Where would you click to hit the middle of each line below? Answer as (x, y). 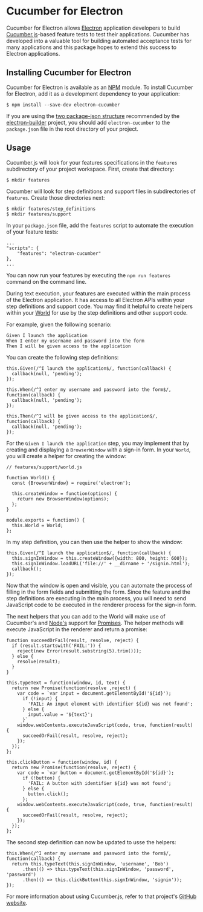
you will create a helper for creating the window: (66, 456)
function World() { (31, 477)
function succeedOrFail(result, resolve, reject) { (72, 640)
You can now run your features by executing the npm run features (89, 275)
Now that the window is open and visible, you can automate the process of (99, 585)
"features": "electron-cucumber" (59, 253)
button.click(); (48, 794)
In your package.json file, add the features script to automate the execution (100, 225)
